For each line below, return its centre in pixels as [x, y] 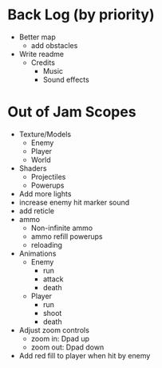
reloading [47, 245]
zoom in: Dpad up [60, 338]
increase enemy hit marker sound [74, 202]
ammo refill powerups [67, 236]
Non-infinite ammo [62, 228]
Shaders [33, 168]
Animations [38, 253]
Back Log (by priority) [81, 15]
